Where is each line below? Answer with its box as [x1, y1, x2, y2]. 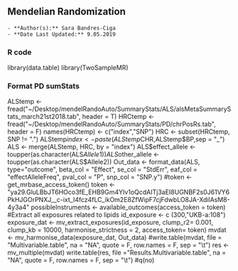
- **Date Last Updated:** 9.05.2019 [7, 31, 116, 38]
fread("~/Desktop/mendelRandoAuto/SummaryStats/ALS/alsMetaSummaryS [7, 105, 232, 113]
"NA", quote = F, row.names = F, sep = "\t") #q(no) [7, 256, 155, 265]
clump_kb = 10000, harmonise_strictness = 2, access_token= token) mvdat [7, 225, 227, 234]
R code [7, 47, 32, 57]
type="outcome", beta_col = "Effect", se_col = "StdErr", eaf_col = [7, 165, 198, 174]
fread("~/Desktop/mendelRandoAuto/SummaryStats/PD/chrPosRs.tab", [7, 120, 216, 129]
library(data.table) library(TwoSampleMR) [7, 63, 129, 72]
